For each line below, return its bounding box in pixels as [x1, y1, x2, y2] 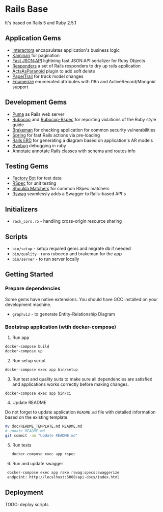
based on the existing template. [5, 414, 69, 420]
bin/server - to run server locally [12, 256, 80, 262]
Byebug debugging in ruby [12, 142, 66, 148]
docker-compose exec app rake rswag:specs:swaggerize [7, 470, 120, 475]
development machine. [5, 302, 52, 307]
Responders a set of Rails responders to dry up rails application [12, 63, 141, 68]
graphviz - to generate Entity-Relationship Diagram [12, 311, 115, 317]
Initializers [5, 205, 38, 213]
